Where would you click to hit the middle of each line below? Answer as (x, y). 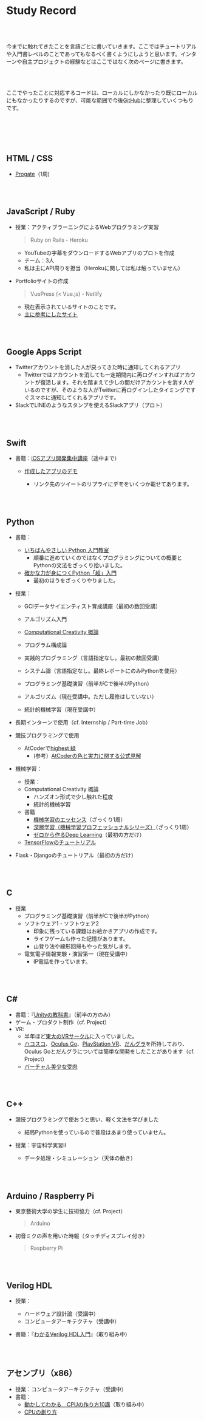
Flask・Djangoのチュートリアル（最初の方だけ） (76, 855)
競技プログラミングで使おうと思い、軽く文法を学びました (87, 1119)
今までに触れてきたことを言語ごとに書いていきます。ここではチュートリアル (102, 46)
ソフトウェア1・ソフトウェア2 (61, 923)
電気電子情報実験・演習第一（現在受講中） (77, 953)
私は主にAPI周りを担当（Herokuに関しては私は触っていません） (104, 268)
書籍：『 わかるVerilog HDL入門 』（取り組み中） (73, 1334)
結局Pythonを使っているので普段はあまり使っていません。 (97, 1133)
